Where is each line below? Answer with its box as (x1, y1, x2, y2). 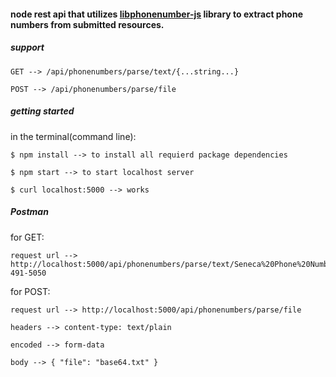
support (10, 41, 45, 54)
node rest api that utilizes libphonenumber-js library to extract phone (10, 8, 304, 20)
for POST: (10, 285, 51, 297)
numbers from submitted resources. (10, 18, 165, 30)
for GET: (10, 231, 45, 243)
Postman (10, 206, 49, 218)
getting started (10, 105, 75, 117)
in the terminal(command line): (10, 130, 137, 142)
